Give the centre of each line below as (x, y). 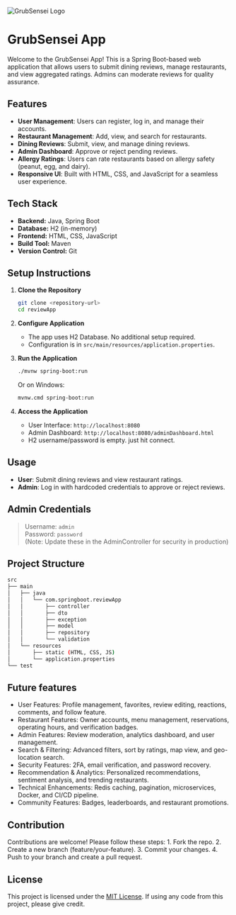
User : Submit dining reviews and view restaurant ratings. (100, 479)
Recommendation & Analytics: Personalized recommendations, (109, 773)
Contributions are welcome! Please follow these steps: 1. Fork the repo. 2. (114, 842)
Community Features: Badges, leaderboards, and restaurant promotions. (123, 803)
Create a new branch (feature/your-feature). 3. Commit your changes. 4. (112, 850)
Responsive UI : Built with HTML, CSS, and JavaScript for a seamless (118, 174)
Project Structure (46, 563)
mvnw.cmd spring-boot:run (55, 398)
